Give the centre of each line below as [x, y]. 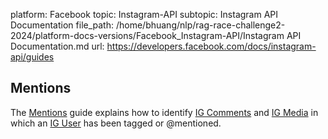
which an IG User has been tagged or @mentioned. [116, 123]
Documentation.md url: [57, 46]
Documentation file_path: [62, 25]
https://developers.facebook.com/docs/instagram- [211, 46]
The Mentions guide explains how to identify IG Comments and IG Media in [164, 112]
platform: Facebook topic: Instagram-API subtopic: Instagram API [144, 14]
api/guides [32, 57]
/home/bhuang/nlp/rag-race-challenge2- [200, 25]
